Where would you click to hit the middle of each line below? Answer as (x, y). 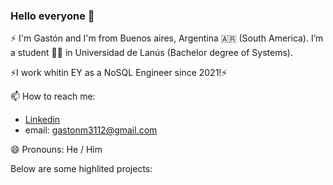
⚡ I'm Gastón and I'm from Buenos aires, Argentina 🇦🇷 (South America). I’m (167, 38)
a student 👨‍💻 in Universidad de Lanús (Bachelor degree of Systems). (151, 53)
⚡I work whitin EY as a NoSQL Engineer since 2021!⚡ (119, 73)
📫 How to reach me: (53, 96)
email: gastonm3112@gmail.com (91, 130)
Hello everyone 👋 (52, 16)
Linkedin (42, 120)
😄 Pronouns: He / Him (56, 150)
